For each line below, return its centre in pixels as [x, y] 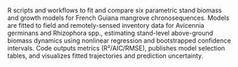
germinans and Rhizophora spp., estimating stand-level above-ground [110, 33]
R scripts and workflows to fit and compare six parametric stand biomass [115, 10]
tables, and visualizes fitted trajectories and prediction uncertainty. [105, 56]
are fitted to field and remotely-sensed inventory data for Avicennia [106, 25]
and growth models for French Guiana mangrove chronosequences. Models [118, 18]
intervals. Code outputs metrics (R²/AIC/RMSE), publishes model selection [117, 48]
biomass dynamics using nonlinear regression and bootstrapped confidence [119, 41]
